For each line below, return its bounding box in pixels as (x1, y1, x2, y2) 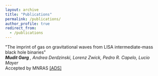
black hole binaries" (5, 49, 46, 55)
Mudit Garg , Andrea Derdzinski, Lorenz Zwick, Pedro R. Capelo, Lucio (5, 55, 150, 60)
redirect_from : (5, 26, 37, 31)
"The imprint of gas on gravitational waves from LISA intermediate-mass (5, 44, 153, 50)
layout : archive (5, 7, 39, 12)
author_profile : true (5, 21, 50, 26)
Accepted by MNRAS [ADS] (5, 65, 62, 71)
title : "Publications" (5, 12, 52, 17)
